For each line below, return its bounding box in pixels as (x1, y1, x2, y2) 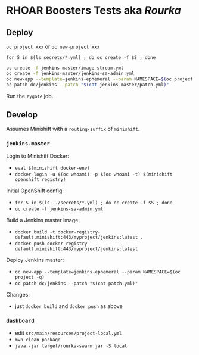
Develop (6, 110, 38, 120)
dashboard (6, 317, 35, 324)
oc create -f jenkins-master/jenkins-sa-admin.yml (6, 70, 135, 76)
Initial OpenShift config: (6, 187, 64, 194)
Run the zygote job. (6, 92, 54, 99)
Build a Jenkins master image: (6, 216, 80, 223)
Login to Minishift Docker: (6, 152, 70, 160)
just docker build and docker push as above (14, 302, 123, 310)
